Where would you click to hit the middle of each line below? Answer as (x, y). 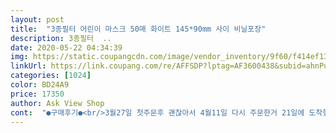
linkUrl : (28, 66)
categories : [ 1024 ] (51, 76)
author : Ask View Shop (57, 103)
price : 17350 (37, 94)
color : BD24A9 (40, 85)
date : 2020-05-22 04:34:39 (66, 47)
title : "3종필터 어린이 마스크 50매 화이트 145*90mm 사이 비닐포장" (138, 29)
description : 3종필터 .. (61, 38)
